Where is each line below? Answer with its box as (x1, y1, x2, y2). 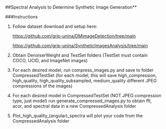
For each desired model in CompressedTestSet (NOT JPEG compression (12, 93, 162, 98)
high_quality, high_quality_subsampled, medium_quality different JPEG (12, 78, 157, 83)
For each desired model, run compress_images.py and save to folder (12, 67, 154, 73)
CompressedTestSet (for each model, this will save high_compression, (12, 72, 157, 78)
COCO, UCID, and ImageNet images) (12, 58, 88, 64)
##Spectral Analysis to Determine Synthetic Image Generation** (5, 4, 137, 10)
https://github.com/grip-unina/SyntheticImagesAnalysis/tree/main (12, 43, 148, 49)
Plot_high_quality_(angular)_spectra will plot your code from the (12, 113, 143, 119)
